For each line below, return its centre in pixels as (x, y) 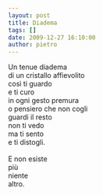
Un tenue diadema (38, 67)
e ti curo (21, 92)
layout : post (29, 15)
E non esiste (28, 159)
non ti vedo (26, 126)
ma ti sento (26, 134)
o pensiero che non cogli (48, 109)
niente (18, 176)
